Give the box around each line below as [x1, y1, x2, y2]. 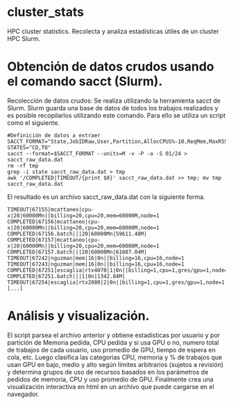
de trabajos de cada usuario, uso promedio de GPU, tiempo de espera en [7, 345, 216, 354]
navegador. [7, 390, 40, 398]
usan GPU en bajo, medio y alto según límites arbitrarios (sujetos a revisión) [7, 360, 224, 368]
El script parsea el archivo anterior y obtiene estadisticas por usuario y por [7, 331, 221, 339]
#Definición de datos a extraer [7, 132, 101, 139]
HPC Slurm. [7, 34, 40, 42]
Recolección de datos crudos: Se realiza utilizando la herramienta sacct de [7, 96, 221, 105]
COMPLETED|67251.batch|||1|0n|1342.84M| [7, 273, 126, 279]
